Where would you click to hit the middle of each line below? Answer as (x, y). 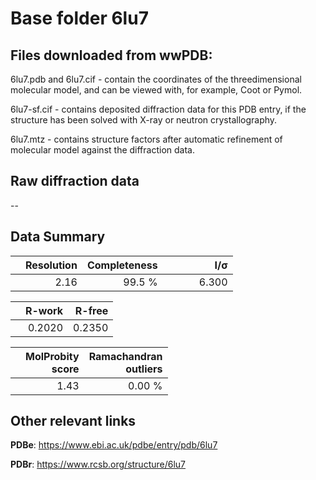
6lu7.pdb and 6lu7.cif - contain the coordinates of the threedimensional (156, 79)
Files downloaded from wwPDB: (111, 55)
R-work (44, 310)
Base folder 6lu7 (79, 18)
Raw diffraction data (75, 181)
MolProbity (52, 356)
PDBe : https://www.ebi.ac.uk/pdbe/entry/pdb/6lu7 (114, 445)
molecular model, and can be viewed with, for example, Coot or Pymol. (156, 90)
